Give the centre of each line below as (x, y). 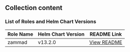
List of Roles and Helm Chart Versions (51, 22)
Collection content (34, 8)
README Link (106, 34)
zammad (18, 42)
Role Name (20, 34)
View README (106, 42)
